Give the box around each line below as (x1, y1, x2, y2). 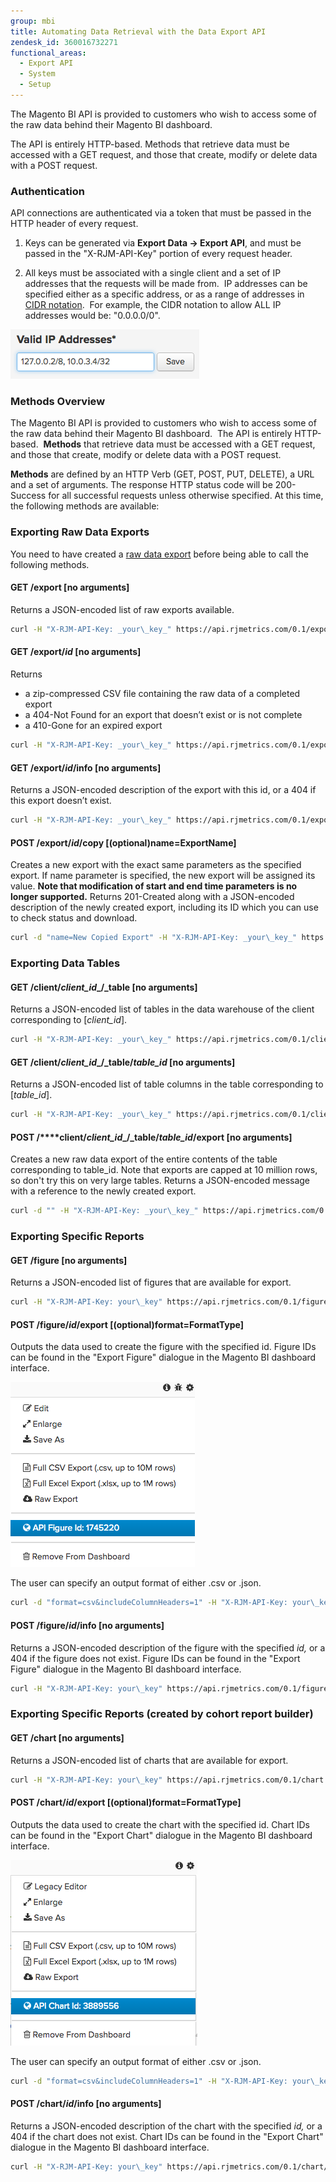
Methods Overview (10, 395, 106, 409)
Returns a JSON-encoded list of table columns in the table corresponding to (10, 1078, 324, 1090)
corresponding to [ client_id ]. (10, 1014, 128, 1026)
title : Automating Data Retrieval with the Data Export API (10, 26, 267, 37)
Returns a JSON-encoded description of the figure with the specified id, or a (10, 1641, 326, 1654)
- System (19, 69, 56, 79)
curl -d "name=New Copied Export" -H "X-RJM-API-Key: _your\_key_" (10, 933, 298, 943)
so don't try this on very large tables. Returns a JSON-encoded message (10, 1175, 311, 1187)
